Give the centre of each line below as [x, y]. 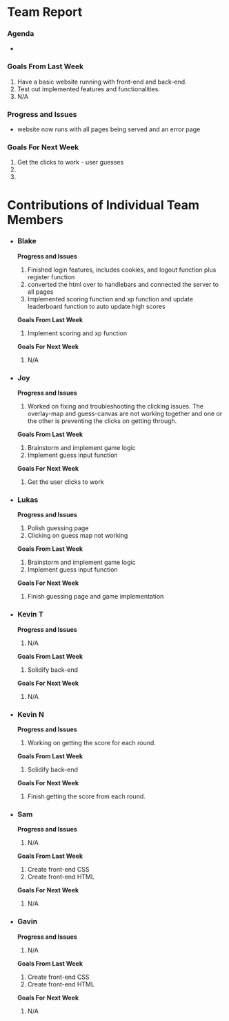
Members [35, 219]
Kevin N [31, 714]
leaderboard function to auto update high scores [96, 306]
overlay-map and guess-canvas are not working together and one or [125, 414]
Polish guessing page [58, 528]
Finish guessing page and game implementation [96, 597]
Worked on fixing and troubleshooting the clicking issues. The [115, 406]
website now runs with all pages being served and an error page [109, 129]
